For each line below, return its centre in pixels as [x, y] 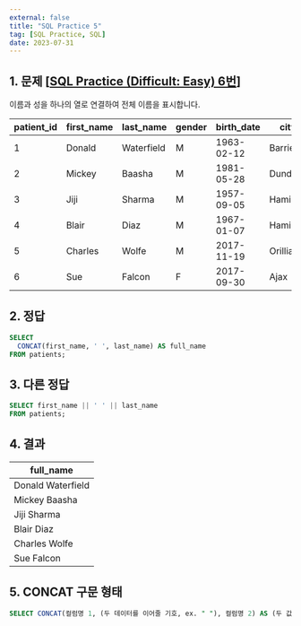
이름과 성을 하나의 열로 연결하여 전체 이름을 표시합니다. [105, 105]
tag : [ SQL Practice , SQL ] [57, 34]
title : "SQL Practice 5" [56, 26]
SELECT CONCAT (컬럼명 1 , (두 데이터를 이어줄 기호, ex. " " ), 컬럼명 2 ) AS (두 [146, 613]
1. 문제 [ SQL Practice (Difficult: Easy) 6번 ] [125, 81]
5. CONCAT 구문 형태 [66, 592]
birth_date [238, 127]
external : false [39, 17]
